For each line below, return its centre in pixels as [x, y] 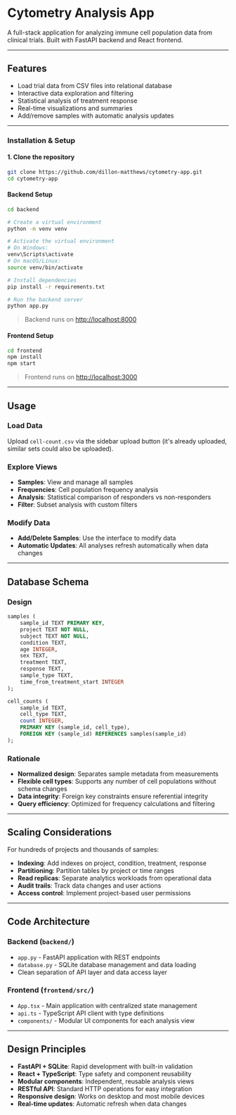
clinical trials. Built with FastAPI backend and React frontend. [95, 39]
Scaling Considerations [60, 832]
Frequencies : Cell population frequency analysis [88, 490]
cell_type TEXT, [44, 714]
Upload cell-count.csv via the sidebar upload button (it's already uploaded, [117, 441]
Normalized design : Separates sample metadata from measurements [118, 774]
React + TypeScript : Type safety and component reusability [104, 1073]
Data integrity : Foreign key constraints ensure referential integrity [113, 796]
